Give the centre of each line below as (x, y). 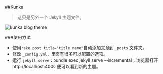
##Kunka (14, 7)
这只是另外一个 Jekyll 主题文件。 (51, 17)
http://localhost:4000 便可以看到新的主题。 (56, 66)
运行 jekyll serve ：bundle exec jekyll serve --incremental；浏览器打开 (85, 60)
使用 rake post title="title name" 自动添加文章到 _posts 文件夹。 (80, 48)
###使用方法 (18, 37)
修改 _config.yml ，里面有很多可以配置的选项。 (60, 54)
